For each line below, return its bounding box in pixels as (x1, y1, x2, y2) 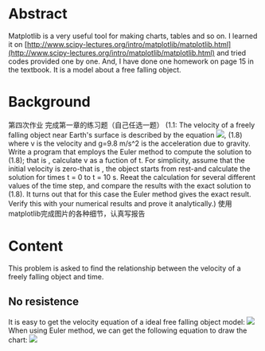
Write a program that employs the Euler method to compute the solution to (8, 146, 252, 156)
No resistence (8, 295, 80, 309)
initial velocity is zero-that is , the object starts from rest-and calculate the (8, 164, 251, 174)
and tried (216, 48, 247, 57)
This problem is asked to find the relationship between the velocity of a (8, 263, 241, 273)
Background (8, 93, 91, 111)
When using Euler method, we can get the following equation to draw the (8, 326, 247, 335)
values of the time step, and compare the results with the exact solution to (8, 181, 251, 190)
